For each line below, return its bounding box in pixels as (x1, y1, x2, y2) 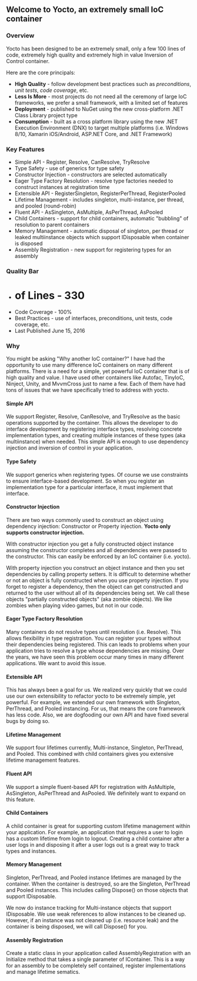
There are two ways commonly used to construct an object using (6, 516, 163, 523)
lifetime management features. (6, 757, 81, 764)
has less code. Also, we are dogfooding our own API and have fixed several (6, 711, 189, 718)
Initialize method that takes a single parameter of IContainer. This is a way (6, 956, 185, 963)
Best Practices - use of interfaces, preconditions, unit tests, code (14, 315, 173, 322)
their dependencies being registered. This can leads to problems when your (6, 640, 190, 648)
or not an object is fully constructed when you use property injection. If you (6, 577, 189, 584)
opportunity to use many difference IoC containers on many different (6, 362, 173, 369)
